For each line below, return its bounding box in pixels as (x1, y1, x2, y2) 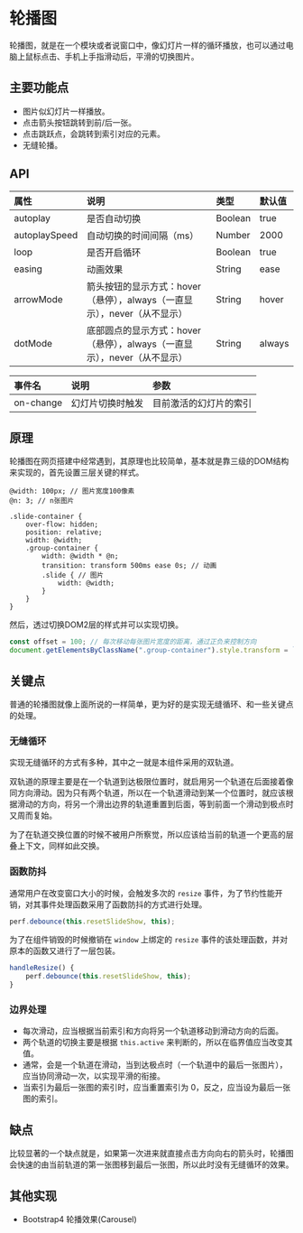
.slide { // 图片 (41, 570, 104, 580)
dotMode (14, 337, 52, 349)
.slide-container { (9, 512, 83, 522)
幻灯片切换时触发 (70, 396, 144, 409)
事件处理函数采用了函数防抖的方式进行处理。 (40, 899, 207, 910)
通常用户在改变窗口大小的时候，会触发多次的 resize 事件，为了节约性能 (9, 887, 275, 898)
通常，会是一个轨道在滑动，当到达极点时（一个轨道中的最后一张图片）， (22, 1060, 288, 1071)
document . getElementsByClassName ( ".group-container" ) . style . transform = (9, 646, 289, 655)
